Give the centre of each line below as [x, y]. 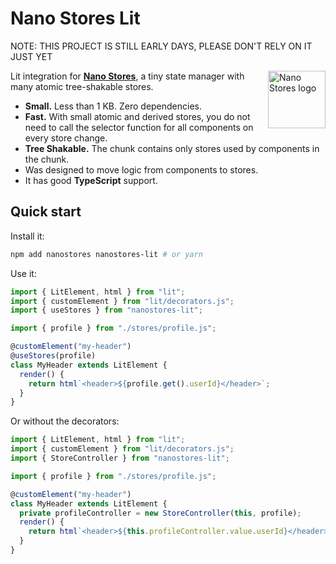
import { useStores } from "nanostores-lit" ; [106, 310]
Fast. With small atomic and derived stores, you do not [137, 116]
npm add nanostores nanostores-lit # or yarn [106, 254]
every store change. [66, 138]
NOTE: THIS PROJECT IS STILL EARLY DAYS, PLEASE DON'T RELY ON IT [161, 46]
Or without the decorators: [65, 421]
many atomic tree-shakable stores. [82, 86]
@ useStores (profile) [53, 356]
